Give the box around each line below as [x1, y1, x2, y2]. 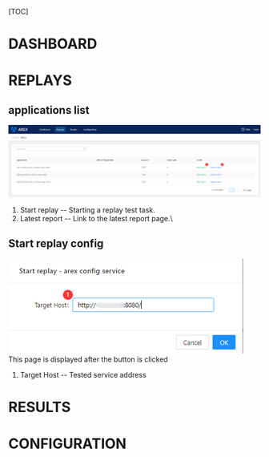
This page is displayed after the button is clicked [8, 354, 168, 364]
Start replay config [8, 237, 104, 251]
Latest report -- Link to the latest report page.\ [19, 214, 174, 224]
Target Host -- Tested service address [19, 370, 147, 379]
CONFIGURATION [8, 435, 126, 453]
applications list [8, 103, 90, 117]
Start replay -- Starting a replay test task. [19, 205, 156, 215]
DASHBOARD [8, 35, 98, 53]
